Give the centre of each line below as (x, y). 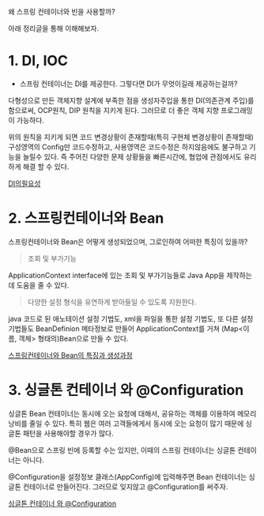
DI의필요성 (25, 183)
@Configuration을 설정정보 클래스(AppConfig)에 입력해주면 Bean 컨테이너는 (128, 476)
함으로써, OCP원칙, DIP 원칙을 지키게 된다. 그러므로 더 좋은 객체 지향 (114, 110)
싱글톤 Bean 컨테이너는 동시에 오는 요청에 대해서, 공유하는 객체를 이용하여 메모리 (132, 413)
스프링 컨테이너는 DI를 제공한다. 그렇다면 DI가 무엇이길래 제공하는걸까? (128, 83)
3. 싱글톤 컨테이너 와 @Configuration (126, 390)
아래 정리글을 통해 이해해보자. (54, 28)
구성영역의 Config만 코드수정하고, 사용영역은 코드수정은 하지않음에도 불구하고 (128, 147)
